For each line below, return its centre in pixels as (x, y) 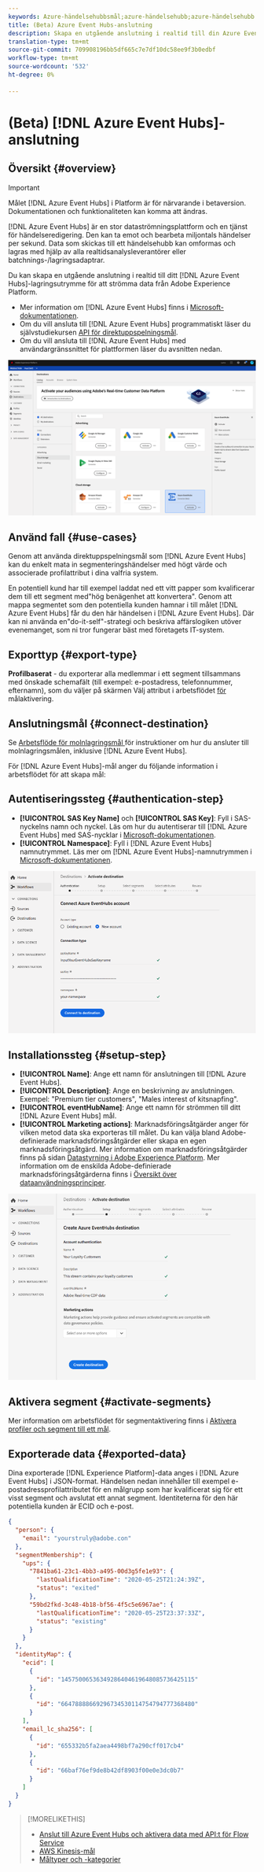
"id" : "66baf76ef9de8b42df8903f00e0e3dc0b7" (110, 1770)
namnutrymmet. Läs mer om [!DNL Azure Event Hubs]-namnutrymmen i (136, 851)
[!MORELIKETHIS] (56, 1818)
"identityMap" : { (44, 1655)
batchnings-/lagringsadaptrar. (57, 260)
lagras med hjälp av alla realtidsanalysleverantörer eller (97, 251)
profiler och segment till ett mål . (60, 1429)
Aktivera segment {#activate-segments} (110, 1402)
